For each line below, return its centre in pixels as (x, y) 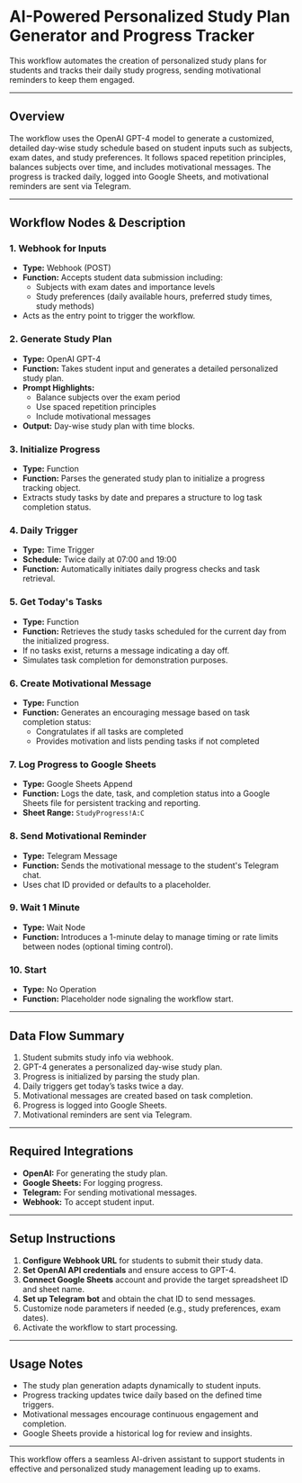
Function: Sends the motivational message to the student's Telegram (150, 865)
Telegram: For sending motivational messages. (110, 1192)
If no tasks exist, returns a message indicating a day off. (126, 650)
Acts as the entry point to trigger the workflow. (109, 316)
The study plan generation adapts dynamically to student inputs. (142, 1386)
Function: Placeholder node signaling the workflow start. (128, 999)
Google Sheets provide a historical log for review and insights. (137, 1433)
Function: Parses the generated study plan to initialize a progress (143, 478)
